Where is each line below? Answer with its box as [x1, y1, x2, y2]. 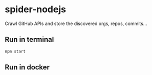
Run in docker [5, 63, 50, 72]
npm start [5, 48, 26, 54]
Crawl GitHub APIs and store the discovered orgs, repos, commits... [5, 20, 147, 27]
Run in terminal [5, 35, 54, 44]
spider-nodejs [5, 4, 66, 15]
